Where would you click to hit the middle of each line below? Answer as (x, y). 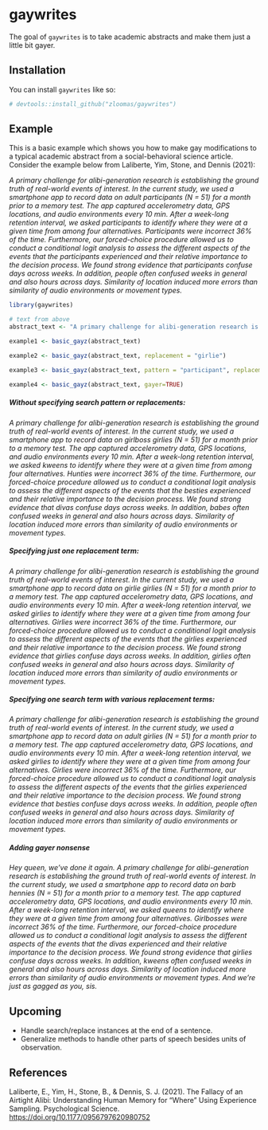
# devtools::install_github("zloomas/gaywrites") (93, 104)
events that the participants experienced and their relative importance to (128, 257)
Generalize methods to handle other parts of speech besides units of (133, 1039)
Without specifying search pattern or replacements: (97, 402)
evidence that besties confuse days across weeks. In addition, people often (133, 804)
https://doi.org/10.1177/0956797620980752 (80, 1117)
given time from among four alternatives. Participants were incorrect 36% (130, 231)
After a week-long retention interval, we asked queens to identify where (127, 910)
